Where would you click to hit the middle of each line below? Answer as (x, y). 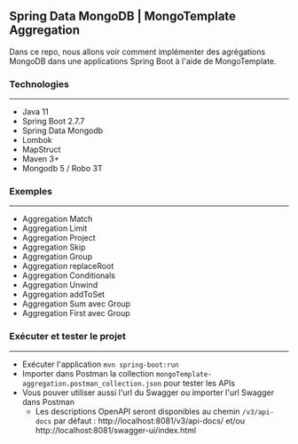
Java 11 (35, 112)
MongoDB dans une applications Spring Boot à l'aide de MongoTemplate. (143, 61)
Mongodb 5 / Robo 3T (63, 169)
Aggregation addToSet (63, 295)
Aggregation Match (57, 219)
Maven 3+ (40, 159)
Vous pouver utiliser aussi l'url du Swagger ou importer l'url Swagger (148, 392)
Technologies (39, 83)
